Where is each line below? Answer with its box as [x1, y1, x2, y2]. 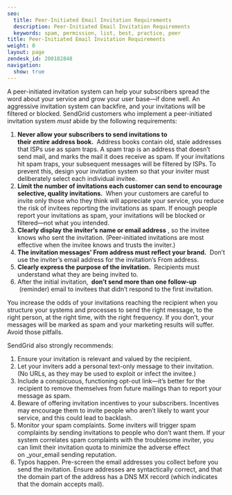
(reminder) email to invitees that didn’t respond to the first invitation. [19, 285, 213, 293]
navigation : [7, 62, 42, 69]
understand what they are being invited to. [17, 270, 139, 278]
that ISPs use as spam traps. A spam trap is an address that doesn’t [17, 145, 211, 153]
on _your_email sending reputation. [17, 450, 117, 458]
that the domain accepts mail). [17, 480, 105, 488]
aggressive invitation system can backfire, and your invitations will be [7, 102, 206, 110]
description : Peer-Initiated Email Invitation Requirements [13, 23, 190, 30]
